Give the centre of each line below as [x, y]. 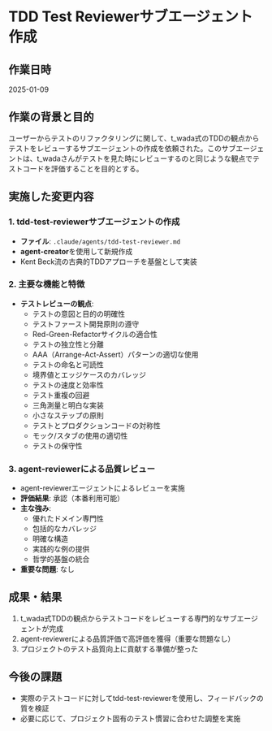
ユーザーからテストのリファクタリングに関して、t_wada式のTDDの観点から [134, 138]
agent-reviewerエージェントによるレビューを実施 [102, 488]
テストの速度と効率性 [68, 385]
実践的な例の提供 [61, 549]
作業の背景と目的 [51, 117]
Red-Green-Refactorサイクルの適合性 [95, 334]
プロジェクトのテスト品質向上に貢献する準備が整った [109, 649]
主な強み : [35, 508]
